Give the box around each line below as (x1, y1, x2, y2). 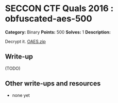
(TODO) (5, 65, 21, 71)
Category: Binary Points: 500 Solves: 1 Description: (5, 29, 111, 35)
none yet (12, 92, 30, 98)
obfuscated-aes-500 (5, 13, 92, 24)
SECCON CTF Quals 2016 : (5, 3, 114, 14)
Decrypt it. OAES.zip (5, 38, 46, 44)
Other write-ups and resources (5, 79, 101, 88)
